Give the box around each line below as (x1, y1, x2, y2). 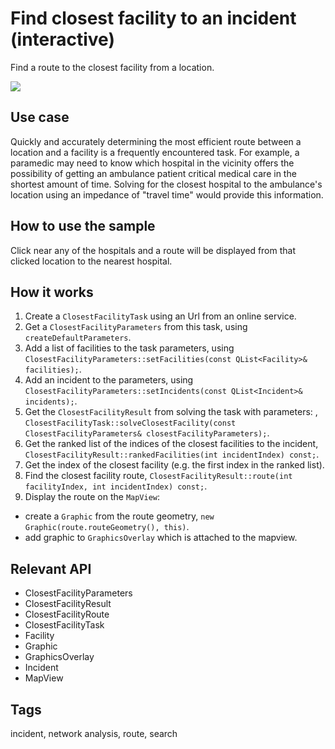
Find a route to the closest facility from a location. (10, 61, 215, 73)
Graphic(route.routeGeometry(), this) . (24, 521, 190, 533)
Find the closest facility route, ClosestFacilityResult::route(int (24, 470, 293, 482)
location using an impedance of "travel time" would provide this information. (10, 188, 324, 201)
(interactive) (10, 28, 115, 51)
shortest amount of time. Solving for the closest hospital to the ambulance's (10, 178, 323, 190)
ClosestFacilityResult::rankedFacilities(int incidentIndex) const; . (24, 448, 320, 461)
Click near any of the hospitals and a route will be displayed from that (10, 244, 297, 256)
